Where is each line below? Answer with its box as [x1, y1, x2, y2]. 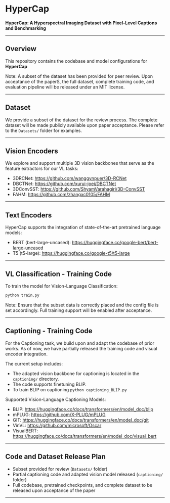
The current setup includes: [5, 360, 63, 367]
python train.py [5, 293, 39, 298]
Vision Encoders [5, 147, 58, 155]
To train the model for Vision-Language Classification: [5, 283, 118, 289]
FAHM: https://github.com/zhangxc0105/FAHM [12, 192, 110, 198]
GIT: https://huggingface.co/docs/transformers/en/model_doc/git [12, 417, 149, 423]
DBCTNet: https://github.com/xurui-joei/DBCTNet [12, 180, 116, 187]
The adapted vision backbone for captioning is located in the [12, 370, 140, 377]
